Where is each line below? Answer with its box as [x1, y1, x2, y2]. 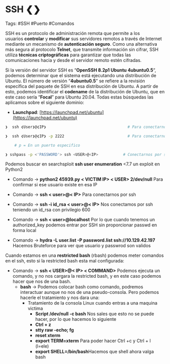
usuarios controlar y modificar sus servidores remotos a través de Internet [5, 36, 162, 42]
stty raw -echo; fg [35, 327, 74, 333]
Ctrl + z [35, 321, 52, 328]
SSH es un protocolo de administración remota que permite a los [5, 30, 140, 36]
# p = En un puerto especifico [14, 143, 80, 148]
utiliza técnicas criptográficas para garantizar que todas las [5, 52, 132, 58]
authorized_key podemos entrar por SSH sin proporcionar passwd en [12, 222, 157, 228]
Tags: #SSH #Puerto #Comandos [5, 20, 74, 26]
